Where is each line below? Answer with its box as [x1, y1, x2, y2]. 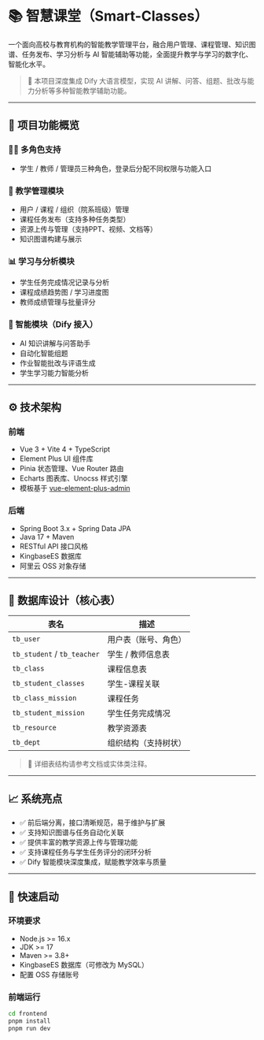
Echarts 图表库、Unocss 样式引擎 [19, 474, 128, 483]
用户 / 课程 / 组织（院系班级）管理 [19, 204, 130, 214]
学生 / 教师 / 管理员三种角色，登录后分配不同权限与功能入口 [19, 163, 212, 173]
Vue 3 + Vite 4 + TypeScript [19, 444, 111, 454]
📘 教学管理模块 [8, 185, 64, 196]
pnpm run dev [8, 1024, 51, 1032]
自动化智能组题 [19, 348, 68, 358]
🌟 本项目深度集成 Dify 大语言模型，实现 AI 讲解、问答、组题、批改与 [27, 76, 247, 85]
